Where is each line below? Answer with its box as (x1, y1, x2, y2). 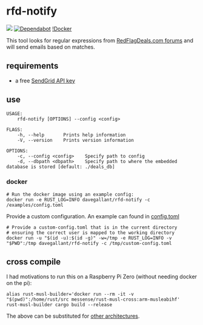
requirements (6, 61, 59, 71)
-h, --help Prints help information (17, 132, 126, 138)
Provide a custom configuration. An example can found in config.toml (6, 212, 180, 219)
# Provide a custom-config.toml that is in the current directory (6, 224, 178, 230)
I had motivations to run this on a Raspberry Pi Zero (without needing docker (6, 273, 198, 280)
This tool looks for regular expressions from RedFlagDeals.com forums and (6, 36, 194, 44)
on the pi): (6, 279, 32, 286)
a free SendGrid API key (15, 77, 76, 84)
